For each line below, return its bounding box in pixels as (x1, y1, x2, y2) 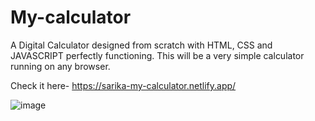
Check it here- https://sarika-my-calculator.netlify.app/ (10, 79, 237, 91)
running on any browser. (10, 60, 111, 72)
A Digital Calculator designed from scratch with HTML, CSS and (10, 39, 273, 51)
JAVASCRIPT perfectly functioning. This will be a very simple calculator (10, 49, 305, 61)
